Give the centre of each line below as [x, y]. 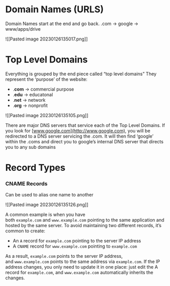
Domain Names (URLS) [55, 9]
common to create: [25, 231]
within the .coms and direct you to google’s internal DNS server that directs [84, 141]
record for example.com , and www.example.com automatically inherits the [79, 273]
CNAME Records [26, 184]
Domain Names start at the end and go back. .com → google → [72, 24]
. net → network [29, 100]
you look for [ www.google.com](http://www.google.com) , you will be [78, 130]
